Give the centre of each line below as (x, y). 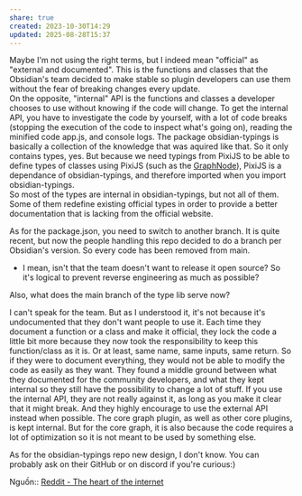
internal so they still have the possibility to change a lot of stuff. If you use (146, 389)
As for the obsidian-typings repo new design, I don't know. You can (134, 455)
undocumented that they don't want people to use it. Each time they (135, 323)
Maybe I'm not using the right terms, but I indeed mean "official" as (134, 61)
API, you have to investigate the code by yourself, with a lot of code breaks (148, 117)
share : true (32, 18)
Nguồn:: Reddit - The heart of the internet (87, 482)
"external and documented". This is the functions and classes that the (139, 70)
